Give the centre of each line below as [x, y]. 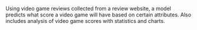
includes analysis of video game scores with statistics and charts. [86, 21]
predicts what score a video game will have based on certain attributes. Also [98, 15]
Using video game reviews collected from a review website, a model [88, 9]
